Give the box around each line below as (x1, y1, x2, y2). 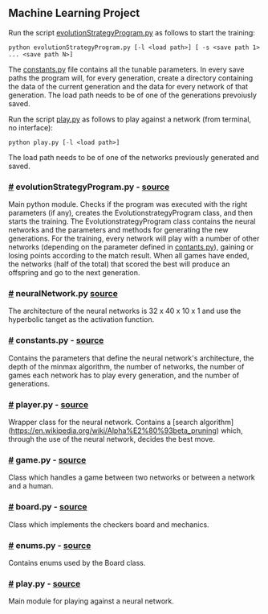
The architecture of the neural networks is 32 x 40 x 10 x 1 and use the (8, 306, 242, 316)
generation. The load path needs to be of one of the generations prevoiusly (8, 90, 257, 100)
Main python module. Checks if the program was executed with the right (8, 200, 248, 209)
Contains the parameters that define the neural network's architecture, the (8, 353, 254, 363)
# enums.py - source (8, 539, 91, 550)
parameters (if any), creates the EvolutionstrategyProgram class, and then (8, 208, 254, 218)
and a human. (8, 481, 54, 491)
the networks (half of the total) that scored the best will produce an (8, 259, 230, 269)
